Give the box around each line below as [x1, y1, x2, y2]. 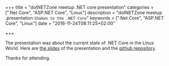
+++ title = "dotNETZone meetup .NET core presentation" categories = [5, 5, 154, 10]
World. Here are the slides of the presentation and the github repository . [5, 45, 156, 51]
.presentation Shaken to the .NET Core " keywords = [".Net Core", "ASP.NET [5, 15, 164, 21]
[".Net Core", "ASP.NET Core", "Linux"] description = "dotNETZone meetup [5, 10, 162, 16]
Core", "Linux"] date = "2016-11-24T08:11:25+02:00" [5, 20, 116, 26]
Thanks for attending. [5, 55, 51, 61]
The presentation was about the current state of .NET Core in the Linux [5, 40, 154, 46]
